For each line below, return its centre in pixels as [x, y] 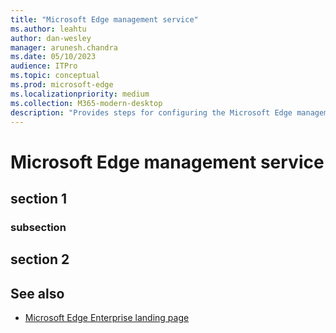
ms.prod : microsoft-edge [62, 85]
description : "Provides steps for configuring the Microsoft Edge [151, 112]
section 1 [38, 198]
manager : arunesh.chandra [64, 47]
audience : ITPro [44, 66]
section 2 [40, 259]
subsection [38, 227]
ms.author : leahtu [48, 29]
